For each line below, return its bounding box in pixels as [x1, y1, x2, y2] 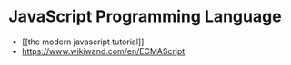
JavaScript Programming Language [8, 6, 283, 27]
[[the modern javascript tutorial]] [21, 36, 145, 47]
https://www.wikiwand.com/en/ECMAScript [21, 45, 186, 56]
